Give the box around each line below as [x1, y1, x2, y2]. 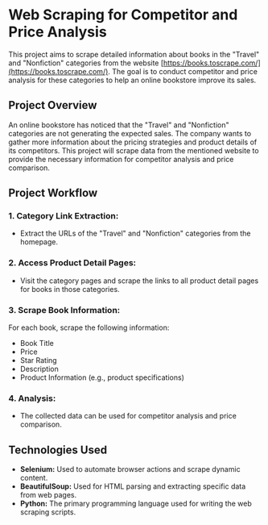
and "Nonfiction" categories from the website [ [8, 58, 164, 68]
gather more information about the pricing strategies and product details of [8, 137, 258, 147]
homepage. [19, 237, 59, 247]
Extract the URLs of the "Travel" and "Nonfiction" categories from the [19, 228, 251, 239]
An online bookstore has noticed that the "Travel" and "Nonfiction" [8, 119, 229, 130]
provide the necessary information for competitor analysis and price [8, 154, 234, 164]
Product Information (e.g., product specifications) [19, 373, 185, 382]
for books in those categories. [19, 284, 120, 294]
